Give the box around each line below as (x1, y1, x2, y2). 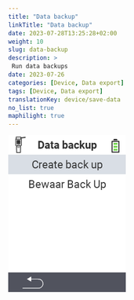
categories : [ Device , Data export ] (8, 79, 125, 86)
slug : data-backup (8, 46, 68, 54)
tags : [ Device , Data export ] (8, 87, 103, 95)
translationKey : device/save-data (8, 95, 121, 104)
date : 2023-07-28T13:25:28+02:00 (8, 29, 118, 37)
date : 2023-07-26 (8, 71, 65, 79)
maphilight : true (8, 112, 65, 120)
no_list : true (8, 104, 55, 112)
